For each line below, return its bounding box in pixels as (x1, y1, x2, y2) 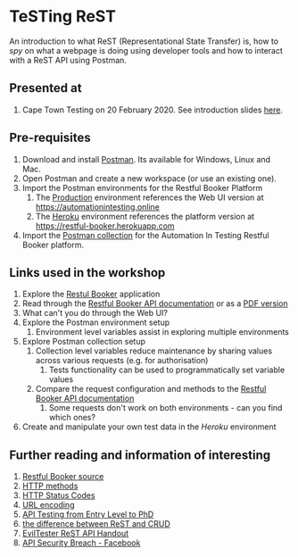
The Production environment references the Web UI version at (35, 192, 264, 203)
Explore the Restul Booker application (21, 288, 161, 300)
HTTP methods (21, 480, 79, 492)
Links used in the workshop (9, 265, 166, 280)
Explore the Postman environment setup (21, 317, 170, 328)
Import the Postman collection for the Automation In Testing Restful (21, 229, 269, 240)
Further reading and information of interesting (9, 447, 271, 462)
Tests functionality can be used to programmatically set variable (48, 364, 286, 376)
